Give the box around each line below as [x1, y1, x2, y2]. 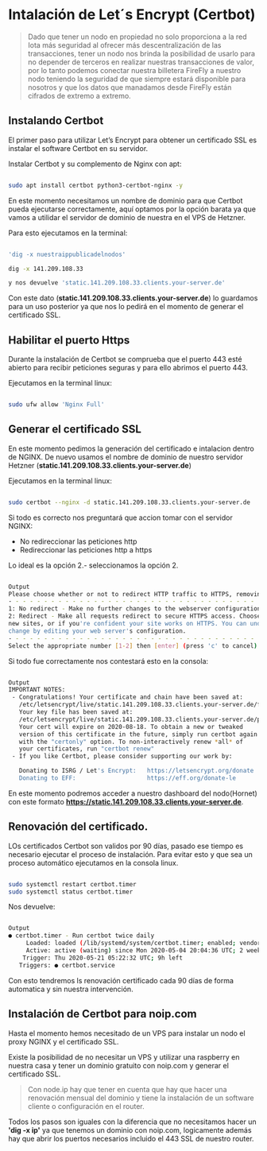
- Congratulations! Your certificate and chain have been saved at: [11, 693, 244, 701]
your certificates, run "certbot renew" [18, 745, 155, 753]
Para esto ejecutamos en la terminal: [8, 228, 128, 238]
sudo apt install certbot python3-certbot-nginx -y [8, 181, 183, 189]
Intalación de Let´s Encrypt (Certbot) [8, 6, 256, 24]
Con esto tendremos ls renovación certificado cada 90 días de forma [8, 975, 234, 985]
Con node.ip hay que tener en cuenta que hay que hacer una [27, 1084, 227, 1094]
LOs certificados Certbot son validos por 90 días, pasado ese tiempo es [8, 841, 244, 851]
